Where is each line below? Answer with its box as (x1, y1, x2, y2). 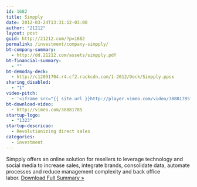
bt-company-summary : (6, 47, 57, 53)
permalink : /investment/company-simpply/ (6, 42, 109, 47)
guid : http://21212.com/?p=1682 (6, 36, 85, 42)
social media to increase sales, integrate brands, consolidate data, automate (6, 162, 191, 169)
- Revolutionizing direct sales (11, 128, 91, 135)
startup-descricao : (6, 123, 54, 129)
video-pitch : (6, 90, 38, 96)
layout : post (6, 30, 38, 36)
